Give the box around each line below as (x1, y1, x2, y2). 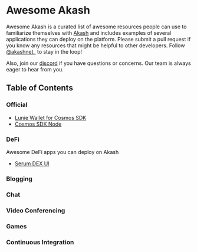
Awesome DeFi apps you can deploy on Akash (6, 148, 119, 155)
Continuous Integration (6, 238, 74, 246)
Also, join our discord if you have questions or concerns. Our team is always (6, 60, 191, 67)
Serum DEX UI (14, 160, 50, 167)
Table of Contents (6, 83, 74, 93)
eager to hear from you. (6, 66, 64, 73)
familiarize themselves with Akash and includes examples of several (6, 29, 172, 36)
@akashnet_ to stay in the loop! (6, 48, 83, 55)
